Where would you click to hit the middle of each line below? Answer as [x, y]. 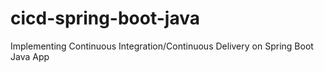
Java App [30, 56]
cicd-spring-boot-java [105, 18]
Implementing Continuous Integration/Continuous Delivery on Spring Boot [162, 46]
